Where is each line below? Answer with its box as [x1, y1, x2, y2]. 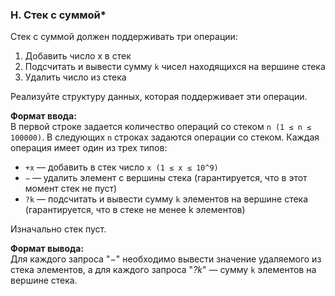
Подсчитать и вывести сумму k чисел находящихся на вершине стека [24, 61, 326, 73]
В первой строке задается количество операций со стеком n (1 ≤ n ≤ [10, 121, 312, 133]
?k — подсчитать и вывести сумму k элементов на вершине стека [24, 193, 309, 205]
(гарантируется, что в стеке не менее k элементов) [24, 204, 246, 216]
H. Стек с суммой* [10, 8, 107, 22]
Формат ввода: [10, 110, 77, 122]
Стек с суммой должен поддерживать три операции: [10, 31, 238, 43]
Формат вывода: [10, 243, 85, 255]
